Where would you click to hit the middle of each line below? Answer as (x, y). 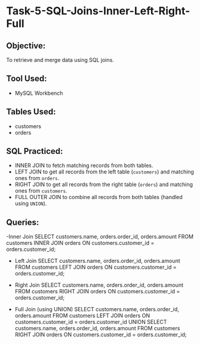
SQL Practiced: (35, 151)
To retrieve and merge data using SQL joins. (60, 60)
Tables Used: (31, 112)
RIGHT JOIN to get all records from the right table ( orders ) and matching (104, 185)
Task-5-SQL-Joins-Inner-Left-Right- (98, 11)
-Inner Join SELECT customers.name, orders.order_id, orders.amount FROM (100, 237)
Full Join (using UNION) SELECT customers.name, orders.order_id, (97, 309)
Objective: (26, 46)
